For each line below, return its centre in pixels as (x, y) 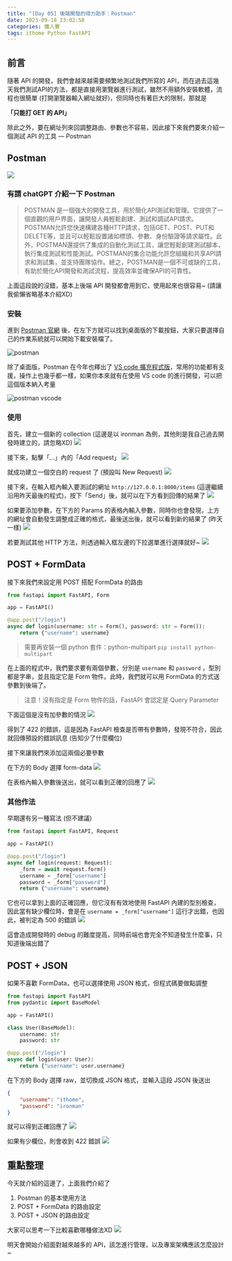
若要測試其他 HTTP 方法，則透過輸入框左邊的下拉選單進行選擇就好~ (104, 542)
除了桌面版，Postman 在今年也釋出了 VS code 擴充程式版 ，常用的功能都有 (113, 367)
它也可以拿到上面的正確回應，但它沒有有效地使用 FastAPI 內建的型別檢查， (113, 903)
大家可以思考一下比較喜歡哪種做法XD (60, 1230)
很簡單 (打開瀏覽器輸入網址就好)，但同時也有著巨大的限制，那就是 (113, 98)
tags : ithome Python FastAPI (49, 33)
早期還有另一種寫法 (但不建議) (50, 818)
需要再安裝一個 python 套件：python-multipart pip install (108, 647)
